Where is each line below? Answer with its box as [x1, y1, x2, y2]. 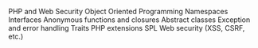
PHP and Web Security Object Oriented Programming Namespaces [8, 7, 229, 16]
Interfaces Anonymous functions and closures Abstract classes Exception [8, 15, 251, 24]
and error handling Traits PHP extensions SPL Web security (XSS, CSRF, [8, 24, 245, 32]
